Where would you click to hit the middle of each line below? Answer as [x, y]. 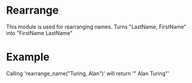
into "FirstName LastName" [39, 33]
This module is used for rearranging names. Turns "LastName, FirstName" [96, 27]
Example [28, 57]
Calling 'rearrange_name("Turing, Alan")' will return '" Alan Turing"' [88, 73]
